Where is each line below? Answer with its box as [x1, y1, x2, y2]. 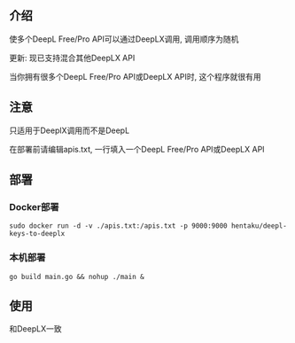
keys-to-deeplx [9, 230, 66, 238]
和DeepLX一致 [9, 324, 62, 334]
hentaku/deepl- [230, 222, 288, 230]
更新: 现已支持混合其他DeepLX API [9, 52, 136, 63]
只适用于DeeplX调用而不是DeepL [9, 125, 130, 136]
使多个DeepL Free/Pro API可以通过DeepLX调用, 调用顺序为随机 [9, 34, 239, 44]
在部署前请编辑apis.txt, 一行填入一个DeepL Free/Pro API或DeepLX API [9, 144, 265, 154]
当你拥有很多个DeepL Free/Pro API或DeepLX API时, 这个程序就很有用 [9, 71, 261, 82]
